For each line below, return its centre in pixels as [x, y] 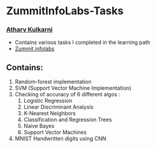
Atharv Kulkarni [29, 30]
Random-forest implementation [53, 82]
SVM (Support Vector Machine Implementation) [73, 88]
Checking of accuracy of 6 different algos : [67, 95]
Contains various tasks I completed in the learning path [82, 42]
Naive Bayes [39, 126]
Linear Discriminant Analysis [59, 107]
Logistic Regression [48, 101]
